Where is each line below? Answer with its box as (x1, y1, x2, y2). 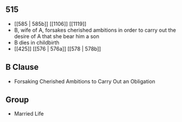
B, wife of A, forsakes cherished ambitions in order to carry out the (14, 26, 176, 33)
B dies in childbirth (14, 39, 59, 46)
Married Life (14, 110, 44, 117)
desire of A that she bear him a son (14, 32, 100, 40)
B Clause (5, 62, 39, 72)
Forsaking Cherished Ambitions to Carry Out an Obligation (14, 77, 155, 84)
